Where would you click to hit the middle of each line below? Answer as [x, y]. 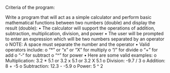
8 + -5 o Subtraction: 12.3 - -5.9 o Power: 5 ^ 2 [54, 66]
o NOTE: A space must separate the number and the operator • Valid [78, 44]
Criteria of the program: [30, 7]
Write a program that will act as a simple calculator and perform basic [78, 17]
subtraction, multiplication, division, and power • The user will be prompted [84, 33]
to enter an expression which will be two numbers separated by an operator [85, 39]
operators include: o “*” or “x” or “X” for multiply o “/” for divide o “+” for [82, 50]
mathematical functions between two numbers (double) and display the [80, 23]
